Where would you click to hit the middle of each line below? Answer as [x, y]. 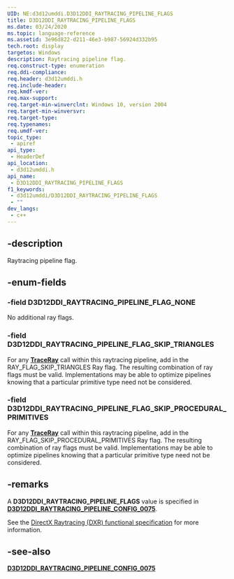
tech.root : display [36, 46]
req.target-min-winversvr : [46, 111]
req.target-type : [32, 117]
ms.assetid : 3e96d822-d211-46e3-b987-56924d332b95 [82, 40]
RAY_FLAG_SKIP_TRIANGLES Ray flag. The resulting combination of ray [110, 367]
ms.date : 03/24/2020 [37, 27]
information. [25, 529]
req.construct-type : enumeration [56, 66]
